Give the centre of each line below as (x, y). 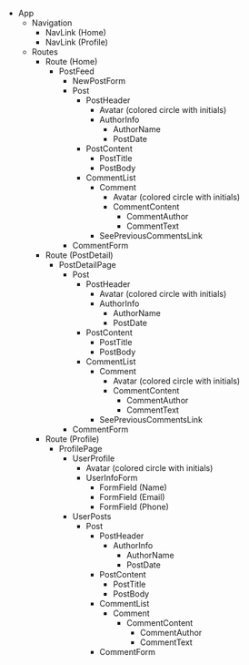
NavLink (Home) (76, 32)
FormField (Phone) (134, 506)
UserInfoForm (112, 478)
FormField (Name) (134, 487)
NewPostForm (99, 81)
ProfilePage (80, 449)
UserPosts (92, 517)
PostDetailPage (87, 265)
